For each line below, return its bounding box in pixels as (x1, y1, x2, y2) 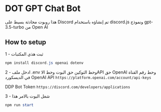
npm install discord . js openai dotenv (5, 60, 84, 65)
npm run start (5, 102, 34, 107)
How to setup (5, 38, 46, 47)
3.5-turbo (5, 24, 24, 30)
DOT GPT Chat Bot (5, 3, 81, 14)
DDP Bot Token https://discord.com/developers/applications (5, 83, 130, 90)
